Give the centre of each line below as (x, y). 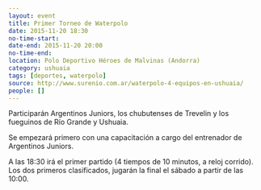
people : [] (27, 91)
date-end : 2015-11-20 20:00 (56, 46)
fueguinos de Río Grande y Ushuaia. (69, 122)
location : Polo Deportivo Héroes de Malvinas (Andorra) (104, 61)
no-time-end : (30, 53)
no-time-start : (34, 38)
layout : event (32, 16)
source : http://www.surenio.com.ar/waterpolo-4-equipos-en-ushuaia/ (126, 83)
